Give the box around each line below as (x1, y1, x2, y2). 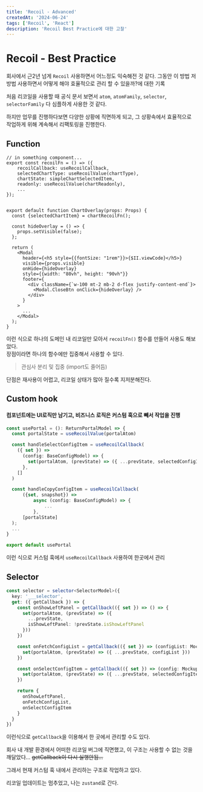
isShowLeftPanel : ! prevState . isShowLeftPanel (28, 622, 145, 628)
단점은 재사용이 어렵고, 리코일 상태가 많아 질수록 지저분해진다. (6, 376, 152, 383)
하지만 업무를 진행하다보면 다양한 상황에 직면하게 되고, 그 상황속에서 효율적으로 (6, 113, 192, 121)
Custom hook (6, 394, 58, 404)
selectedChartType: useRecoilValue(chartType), (17, 170, 139, 176)
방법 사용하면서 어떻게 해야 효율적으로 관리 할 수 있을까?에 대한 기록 (6, 80, 166, 88)
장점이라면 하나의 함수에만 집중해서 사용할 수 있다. (6, 350, 124, 357)
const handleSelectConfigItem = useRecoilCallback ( (11, 442, 145, 448)
